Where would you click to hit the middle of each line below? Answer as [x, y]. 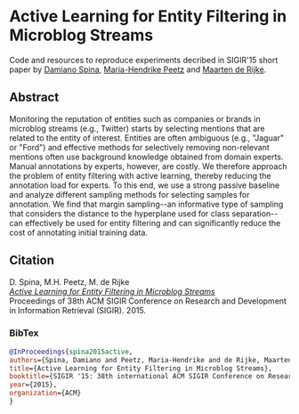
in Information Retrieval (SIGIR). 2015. [78, 310]
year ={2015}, [33, 385]
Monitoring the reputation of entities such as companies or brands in [135, 118]
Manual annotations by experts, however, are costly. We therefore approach [148, 166]
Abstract [34, 97]
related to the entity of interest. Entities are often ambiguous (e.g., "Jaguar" [147, 138]
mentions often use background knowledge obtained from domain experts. [146, 157]
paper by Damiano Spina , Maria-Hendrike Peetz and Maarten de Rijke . [138, 69]
